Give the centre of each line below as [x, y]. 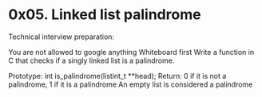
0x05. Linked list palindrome [105, 15]
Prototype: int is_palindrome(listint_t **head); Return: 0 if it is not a [117, 76]
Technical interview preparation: [61, 37]
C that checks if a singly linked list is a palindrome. [91, 60]
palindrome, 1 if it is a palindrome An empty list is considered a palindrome [131, 84]
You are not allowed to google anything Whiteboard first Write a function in [131, 52]
